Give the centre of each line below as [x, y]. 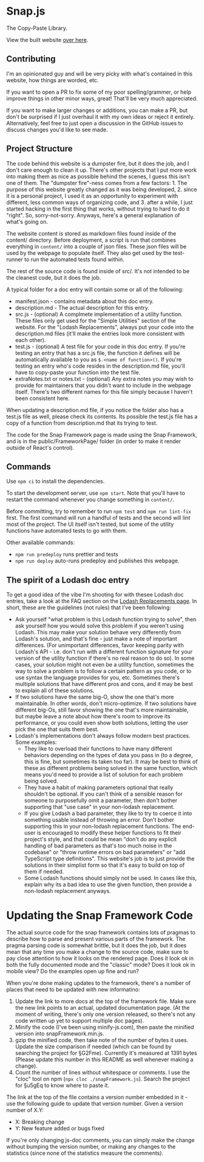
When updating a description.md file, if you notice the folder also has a [95, 410]
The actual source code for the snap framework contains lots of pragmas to [101, 933]
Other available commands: [41, 542]
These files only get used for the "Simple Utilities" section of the [95, 320]
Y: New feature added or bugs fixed [59, 1129]
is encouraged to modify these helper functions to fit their [109, 833]
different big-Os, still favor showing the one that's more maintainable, [102, 710]
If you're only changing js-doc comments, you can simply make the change [100, 1140]
